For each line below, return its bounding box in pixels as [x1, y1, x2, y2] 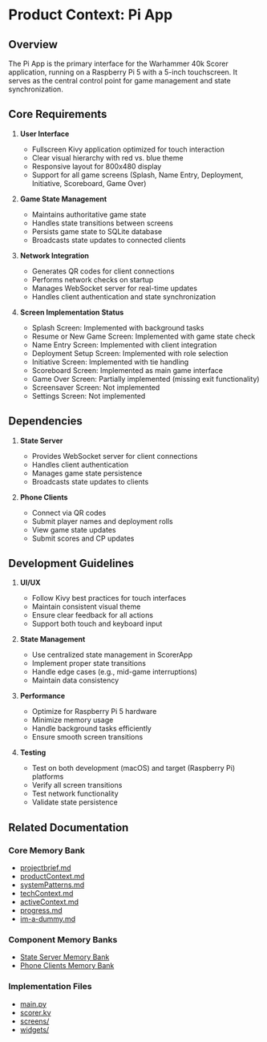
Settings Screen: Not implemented [31, 391, 146, 400]
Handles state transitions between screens [31, 218, 174, 228]
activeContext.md [19, 897, 79, 907]
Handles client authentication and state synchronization [31, 291, 216, 302]
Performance [19, 691, 66, 701]
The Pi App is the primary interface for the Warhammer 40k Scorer [8, 59, 229, 68]
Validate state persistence [31, 797, 118, 807]
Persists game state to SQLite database [31, 226, 163, 236]
